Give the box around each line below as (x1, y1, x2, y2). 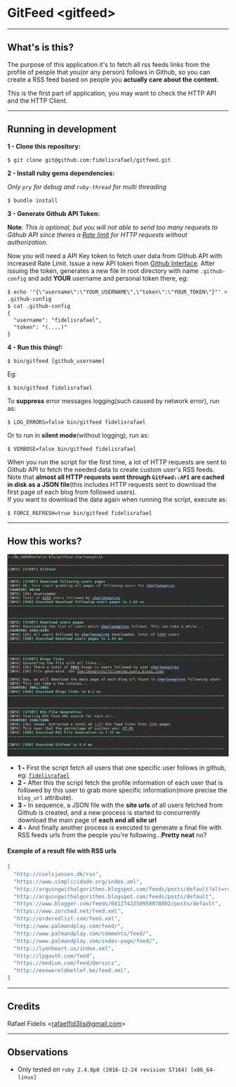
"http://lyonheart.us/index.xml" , (13, 945, 114, 952)
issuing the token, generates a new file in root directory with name (7, 266, 199, 275)
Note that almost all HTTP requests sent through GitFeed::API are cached (7, 473, 225, 481)
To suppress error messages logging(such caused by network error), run (7, 396, 220, 405)
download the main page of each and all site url (17, 815, 157, 824)
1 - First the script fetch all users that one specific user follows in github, (17, 763, 227, 772)
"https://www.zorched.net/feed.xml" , (13, 908, 124, 915)
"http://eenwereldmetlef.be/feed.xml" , (13, 967, 131, 974)
